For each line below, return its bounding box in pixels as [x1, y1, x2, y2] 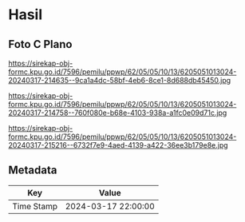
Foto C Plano [8, 38, 73, 51]
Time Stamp [12, 200, 58, 212]
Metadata [8, 164, 57, 177]
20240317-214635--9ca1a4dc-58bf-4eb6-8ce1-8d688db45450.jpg [8, 76, 231, 85]
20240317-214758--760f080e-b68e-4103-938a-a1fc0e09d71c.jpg [8, 108, 227, 117]
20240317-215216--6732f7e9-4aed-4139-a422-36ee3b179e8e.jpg [8, 141, 229, 149]
